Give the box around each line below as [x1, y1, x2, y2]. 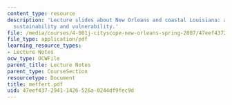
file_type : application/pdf [7, 36, 88, 43]
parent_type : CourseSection [7, 68, 88, 75]
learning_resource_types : [7, 42, 81, 49]
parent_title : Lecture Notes [7, 61, 91, 68]
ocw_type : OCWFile [7, 55, 60, 62]
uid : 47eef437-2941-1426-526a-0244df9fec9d [7, 87, 135, 94]
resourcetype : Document [7, 74, 76, 82]
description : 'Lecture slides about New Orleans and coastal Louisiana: [7, 17, 221, 23]
